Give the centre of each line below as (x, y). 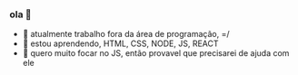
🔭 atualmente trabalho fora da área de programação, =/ (126, 34)
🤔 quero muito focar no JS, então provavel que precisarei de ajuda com (156, 53)
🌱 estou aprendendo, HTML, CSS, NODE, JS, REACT (121, 43)
